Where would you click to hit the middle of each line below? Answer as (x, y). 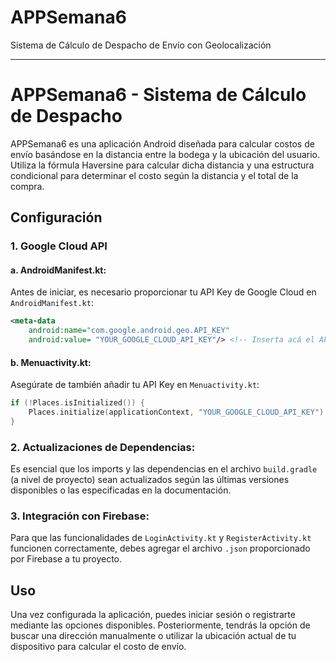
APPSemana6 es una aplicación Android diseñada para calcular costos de (162, 143)
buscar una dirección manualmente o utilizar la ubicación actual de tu (153, 636)
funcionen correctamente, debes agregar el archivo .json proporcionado (160, 548)
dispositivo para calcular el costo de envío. (98, 647)
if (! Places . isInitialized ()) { (77, 403)
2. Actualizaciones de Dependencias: (103, 447)
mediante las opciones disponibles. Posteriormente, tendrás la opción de (160, 625)
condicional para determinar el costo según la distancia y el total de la (154, 175)
